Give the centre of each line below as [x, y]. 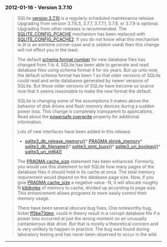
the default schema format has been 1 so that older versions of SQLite [89, 76]
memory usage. [33, 198]
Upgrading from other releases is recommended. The [72, 29]
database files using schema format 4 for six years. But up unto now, [88, 70]
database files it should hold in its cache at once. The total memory [86, 172]
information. [30, 122]
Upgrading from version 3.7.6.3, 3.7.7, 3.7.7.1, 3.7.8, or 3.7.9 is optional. [88, 23]
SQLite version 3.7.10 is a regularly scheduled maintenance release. [86, 18]
